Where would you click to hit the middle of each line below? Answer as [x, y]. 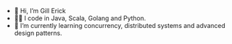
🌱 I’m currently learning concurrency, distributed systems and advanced [120, 25]
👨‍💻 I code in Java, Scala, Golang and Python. [80, 18]
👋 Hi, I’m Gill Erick [40, 11]
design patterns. [38, 33]
